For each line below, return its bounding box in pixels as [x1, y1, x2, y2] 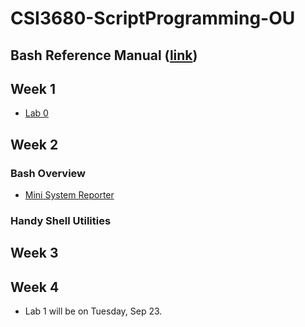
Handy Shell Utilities [10, 214, 112, 227]
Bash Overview [10, 166, 86, 180]
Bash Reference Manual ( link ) [10, 47, 198, 64]
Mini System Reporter [24, 189, 115, 201]
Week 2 [10, 136, 59, 153]
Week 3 [10, 245, 59, 262]
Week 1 [10, 80, 56, 97]
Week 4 [10, 278, 60, 296]
